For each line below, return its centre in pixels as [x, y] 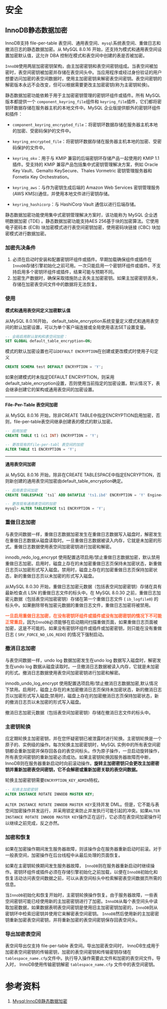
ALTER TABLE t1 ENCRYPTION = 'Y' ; [41, 449]
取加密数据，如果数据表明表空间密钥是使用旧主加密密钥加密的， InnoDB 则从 [82, 907]
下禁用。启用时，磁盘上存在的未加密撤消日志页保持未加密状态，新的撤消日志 [83, 689]
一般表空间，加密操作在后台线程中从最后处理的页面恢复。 [64, 855]
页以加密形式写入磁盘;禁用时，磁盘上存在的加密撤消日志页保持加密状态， [80, 696]
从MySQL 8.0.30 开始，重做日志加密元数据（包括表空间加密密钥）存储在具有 [83, 586]
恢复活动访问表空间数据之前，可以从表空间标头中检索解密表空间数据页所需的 [83, 878]
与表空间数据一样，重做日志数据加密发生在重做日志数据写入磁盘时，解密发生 [83, 534]
